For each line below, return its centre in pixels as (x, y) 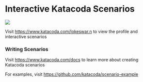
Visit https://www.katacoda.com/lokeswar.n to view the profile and (71, 31)
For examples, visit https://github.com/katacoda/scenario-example (71, 74)
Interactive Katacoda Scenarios (70, 9)
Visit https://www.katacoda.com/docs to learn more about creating (72, 60)
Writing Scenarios (27, 49)
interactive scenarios (26, 36)
